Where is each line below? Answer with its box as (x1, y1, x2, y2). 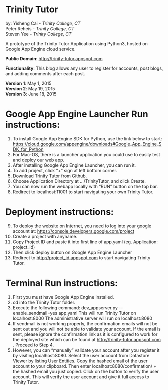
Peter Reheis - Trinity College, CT (5, 25, 75, 31)
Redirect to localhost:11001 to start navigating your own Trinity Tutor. (12, 189, 154, 195)
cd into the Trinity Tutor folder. (12, 299, 76, 305)
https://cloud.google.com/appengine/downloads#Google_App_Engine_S (12, 141, 162, 147)
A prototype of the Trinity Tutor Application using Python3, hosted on (5, 40, 148, 46)
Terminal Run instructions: (5, 278, 118, 289)
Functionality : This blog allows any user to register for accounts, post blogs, (5, 65, 163, 71)
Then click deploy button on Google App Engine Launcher (12, 249, 132, 255)
